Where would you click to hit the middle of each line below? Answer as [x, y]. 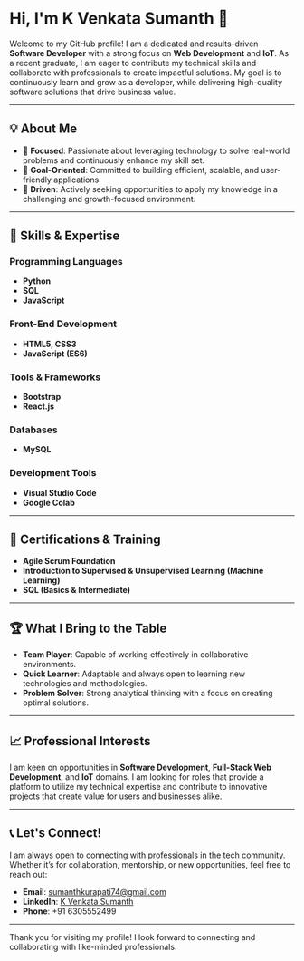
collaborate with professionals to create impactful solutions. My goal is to [146, 73]
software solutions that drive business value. [93, 92]
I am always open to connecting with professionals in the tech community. [147, 855]
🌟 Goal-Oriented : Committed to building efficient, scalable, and [141, 170]
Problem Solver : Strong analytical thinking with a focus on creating [147, 694]
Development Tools [53, 473]
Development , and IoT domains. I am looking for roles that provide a [137, 777]
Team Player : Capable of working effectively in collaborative [135, 655]
